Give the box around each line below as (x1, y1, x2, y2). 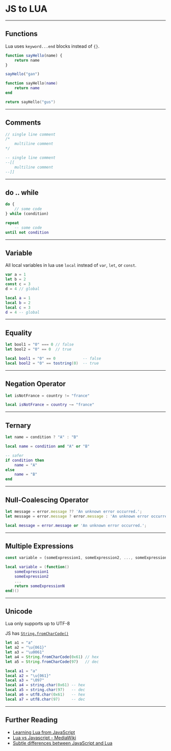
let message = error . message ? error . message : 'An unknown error (5, 514, 149, 519)
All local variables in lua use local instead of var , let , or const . (5, 262, 136, 268)
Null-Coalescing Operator (5, 495, 89, 504)
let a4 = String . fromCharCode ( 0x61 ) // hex (5, 654, 99, 659)
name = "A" (14, 462, 38, 467)
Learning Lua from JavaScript (12, 729, 75, 735)
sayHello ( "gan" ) (5, 72, 40, 77)
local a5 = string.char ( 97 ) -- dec (5, 687, 85, 692)
